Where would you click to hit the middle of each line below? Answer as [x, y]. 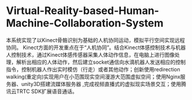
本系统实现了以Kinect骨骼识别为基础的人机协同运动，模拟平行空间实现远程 [96, 40]
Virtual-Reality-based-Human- [83, 11]
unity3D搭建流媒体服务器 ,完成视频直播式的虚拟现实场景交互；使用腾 [104, 84]
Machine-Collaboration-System [85, 23]
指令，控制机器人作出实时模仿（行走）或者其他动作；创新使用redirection [93, 69]
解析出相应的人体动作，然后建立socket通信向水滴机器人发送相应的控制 [101, 62]
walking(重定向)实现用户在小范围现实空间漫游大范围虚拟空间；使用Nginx [93, 77]
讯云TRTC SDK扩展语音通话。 [42, 91]
